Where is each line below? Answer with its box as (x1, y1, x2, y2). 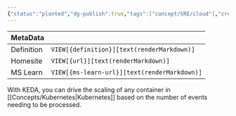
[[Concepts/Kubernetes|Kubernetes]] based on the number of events (7, 93, 208, 101)
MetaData (11, 32, 44, 42)
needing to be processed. (7, 100, 82, 109)
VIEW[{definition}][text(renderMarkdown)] (51, 45, 195, 53)
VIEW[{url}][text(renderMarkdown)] (51, 57, 170, 65)
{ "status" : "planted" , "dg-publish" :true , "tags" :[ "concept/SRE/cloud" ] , (7, 10, 218, 18)
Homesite (11, 56, 43, 65)
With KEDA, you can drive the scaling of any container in (7, 85, 171, 94)
